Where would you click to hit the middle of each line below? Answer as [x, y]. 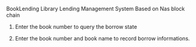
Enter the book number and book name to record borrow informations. [102, 38]
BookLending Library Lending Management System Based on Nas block [96, 9]
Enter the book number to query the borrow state [76, 27]
